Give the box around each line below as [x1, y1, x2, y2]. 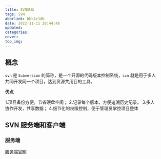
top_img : [5, 39, 23, 44]
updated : [5, 25, 23, 30]
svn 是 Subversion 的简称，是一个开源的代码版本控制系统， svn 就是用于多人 [5, 72, 156, 78]
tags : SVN [5, 12, 25, 17]
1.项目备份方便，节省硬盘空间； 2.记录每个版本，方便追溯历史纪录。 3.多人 [5, 99, 155, 105]
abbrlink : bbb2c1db [5, 16, 45, 21]
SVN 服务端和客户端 [5, 121, 66, 129]
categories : [5, 30, 29, 35]
